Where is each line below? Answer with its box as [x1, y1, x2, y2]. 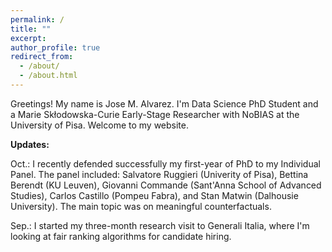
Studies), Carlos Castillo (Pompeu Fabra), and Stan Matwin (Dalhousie [10, 189, 299, 201]
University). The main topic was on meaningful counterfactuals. [10, 200, 272, 212]
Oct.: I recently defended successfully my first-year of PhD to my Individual [10, 157, 321, 170]
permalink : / [10, 14, 65, 25]
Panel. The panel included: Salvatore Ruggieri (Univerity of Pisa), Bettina [10, 168, 309, 180]
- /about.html [19, 71, 78, 81]
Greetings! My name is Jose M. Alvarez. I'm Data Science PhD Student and [10, 97, 319, 110]
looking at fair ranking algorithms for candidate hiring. [10, 230, 232, 242]
